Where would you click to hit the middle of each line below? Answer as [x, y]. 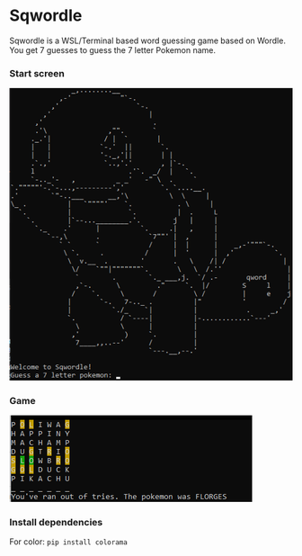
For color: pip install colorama [68, 542]
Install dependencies [56, 522]
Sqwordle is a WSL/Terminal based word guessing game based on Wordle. [147, 40]
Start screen [37, 73]
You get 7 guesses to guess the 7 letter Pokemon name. [112, 49]
